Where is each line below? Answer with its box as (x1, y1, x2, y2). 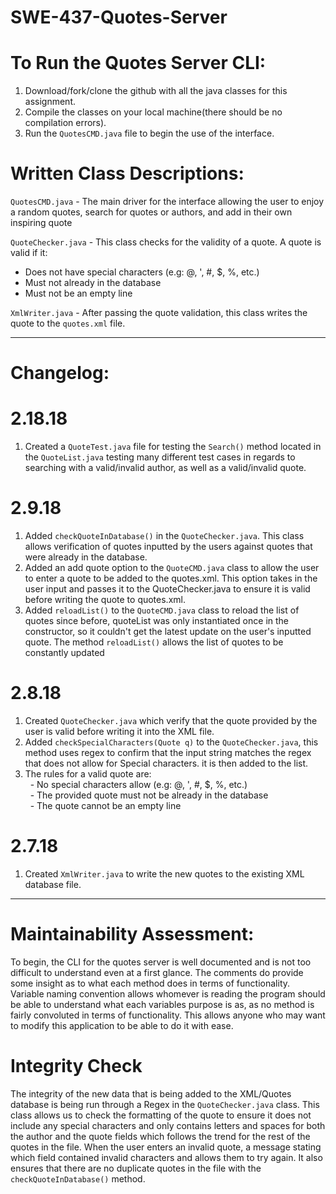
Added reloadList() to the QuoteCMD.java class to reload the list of (24, 604, 300, 616)
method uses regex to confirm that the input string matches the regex (24, 747, 312, 759)
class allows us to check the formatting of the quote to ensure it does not (10, 1109, 312, 1121)
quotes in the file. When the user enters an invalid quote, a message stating (10, 1141, 322, 1153)
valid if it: (10, 247, 48, 259)
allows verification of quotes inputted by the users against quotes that (24, 541, 313, 553)
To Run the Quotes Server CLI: (10, 52, 267, 75)
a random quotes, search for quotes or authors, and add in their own (10, 206, 293, 218)
